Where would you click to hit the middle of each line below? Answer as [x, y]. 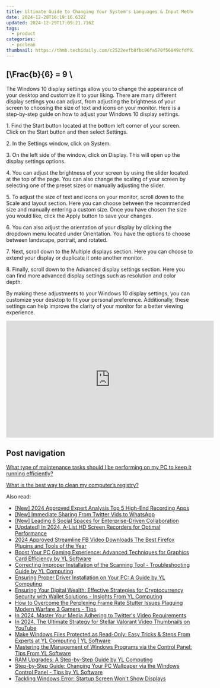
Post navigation [36, 453]
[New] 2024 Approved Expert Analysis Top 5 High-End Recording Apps [102, 508]
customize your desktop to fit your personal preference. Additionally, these [98, 299]
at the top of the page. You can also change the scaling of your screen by [96, 179]
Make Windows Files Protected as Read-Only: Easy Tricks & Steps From [103, 635]
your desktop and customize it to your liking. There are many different [91, 95]
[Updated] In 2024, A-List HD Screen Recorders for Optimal [87, 527]
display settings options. [36, 161]
